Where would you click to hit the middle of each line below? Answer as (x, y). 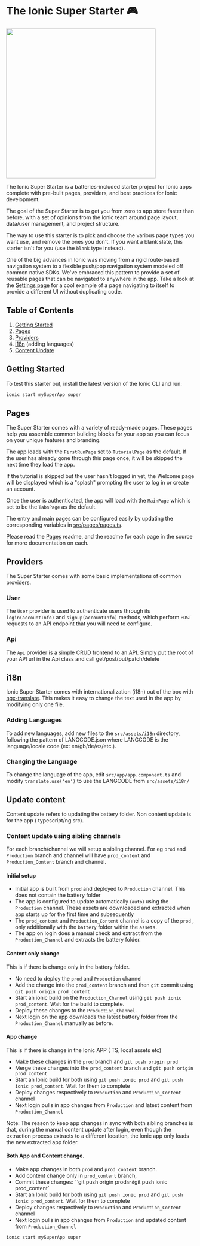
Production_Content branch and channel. (56, 862)
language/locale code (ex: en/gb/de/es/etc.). (61, 746)
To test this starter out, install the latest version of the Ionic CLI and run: (94, 383)
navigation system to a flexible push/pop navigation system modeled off (95, 266)
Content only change (33, 953)
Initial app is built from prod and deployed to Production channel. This (100, 889)
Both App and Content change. (45, 1156)
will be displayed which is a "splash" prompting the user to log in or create (98, 483)
